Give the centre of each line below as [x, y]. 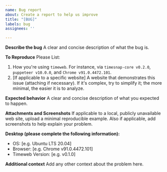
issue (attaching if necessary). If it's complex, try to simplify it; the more [87, 83]
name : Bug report [23, 10]
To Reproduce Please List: [33, 57]
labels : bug [18, 24]
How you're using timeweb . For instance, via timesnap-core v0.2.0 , [81, 67]
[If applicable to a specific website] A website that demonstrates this [84, 78]
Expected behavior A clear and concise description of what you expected [82, 98]
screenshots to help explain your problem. [49, 124]
